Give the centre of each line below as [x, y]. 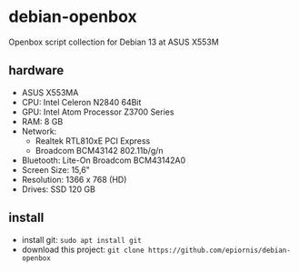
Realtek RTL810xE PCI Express [93, 141]
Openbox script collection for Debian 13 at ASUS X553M [114, 42]
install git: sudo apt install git [81, 239]
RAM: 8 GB [42, 121]
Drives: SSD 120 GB [59, 189]
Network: [39, 131]
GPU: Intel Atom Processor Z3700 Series [98, 112]
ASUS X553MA [50, 92]
